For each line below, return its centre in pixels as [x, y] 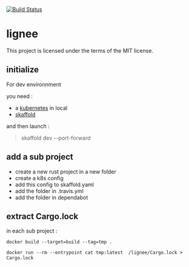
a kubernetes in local [41, 108]
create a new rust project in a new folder [65, 171]
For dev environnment [34, 84]
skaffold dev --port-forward [56, 138]
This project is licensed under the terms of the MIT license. [80, 50]
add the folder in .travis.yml [49, 191]
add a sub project [40, 157]
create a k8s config [39, 178]
